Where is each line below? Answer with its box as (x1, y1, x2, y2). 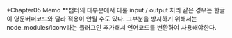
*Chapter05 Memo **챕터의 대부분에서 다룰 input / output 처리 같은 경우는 (6, 6, 213, 14)
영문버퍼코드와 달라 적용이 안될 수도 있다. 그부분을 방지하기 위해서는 (13, 15, 197, 23)
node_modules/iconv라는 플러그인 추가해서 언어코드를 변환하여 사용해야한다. (6, 23, 217, 31)
